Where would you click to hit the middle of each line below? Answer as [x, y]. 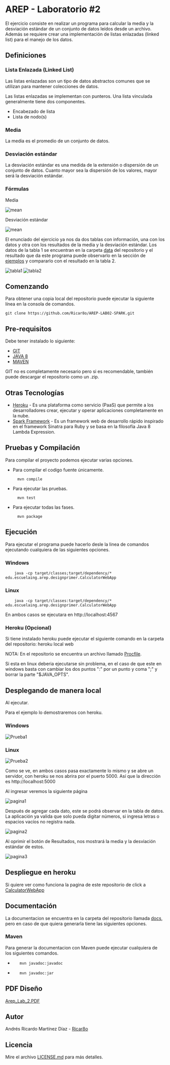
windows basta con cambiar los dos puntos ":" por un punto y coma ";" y [81, 669]
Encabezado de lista [34, 111]
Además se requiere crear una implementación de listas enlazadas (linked [82, 34]
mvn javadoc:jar [37, 973]
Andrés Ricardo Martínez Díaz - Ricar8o [47, 1029]
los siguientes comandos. [32, 953]
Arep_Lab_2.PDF [23, 1001]
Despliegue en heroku [40, 872]
